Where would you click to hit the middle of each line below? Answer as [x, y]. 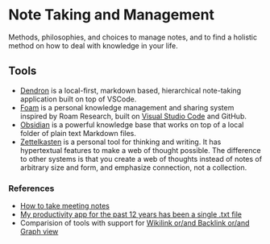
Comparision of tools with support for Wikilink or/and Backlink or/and [135, 223]
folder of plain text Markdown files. [78, 133]
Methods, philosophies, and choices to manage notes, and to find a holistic [133, 37]
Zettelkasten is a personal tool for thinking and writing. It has [120, 142]
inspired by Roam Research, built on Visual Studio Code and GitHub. [133, 116]
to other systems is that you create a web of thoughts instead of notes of [141, 159]
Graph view [39, 232]
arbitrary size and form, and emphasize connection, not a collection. [133, 167]
